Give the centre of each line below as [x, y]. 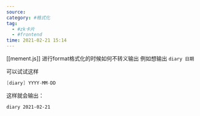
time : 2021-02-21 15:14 [37, 40]
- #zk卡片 [23, 29]
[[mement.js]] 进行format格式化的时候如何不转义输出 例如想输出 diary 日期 [100, 58]
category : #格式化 [28, 18]
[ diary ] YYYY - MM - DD [31, 83]
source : [16, 12]
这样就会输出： [25, 95]
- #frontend [27, 35]
